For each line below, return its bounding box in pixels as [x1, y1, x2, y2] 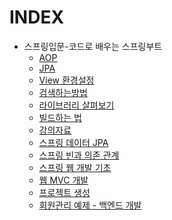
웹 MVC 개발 [38, 174, 89, 186]
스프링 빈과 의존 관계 [38, 149, 120, 161]
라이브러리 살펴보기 [38, 99, 115, 111]
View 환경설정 [38, 74, 95, 86]
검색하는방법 [38, 86, 88, 98]
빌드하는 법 [38, 111, 82, 123]
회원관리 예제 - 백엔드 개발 [38, 199, 142, 211]
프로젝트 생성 [38, 186, 91, 198]
